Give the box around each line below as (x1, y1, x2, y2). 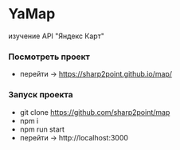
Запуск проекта (8, 89, 73, 101)
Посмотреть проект (8, 51, 90, 62)
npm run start (19, 124, 65, 134)
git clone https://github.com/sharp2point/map (19, 107, 170, 116)
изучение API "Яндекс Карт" (8, 31, 105, 41)
